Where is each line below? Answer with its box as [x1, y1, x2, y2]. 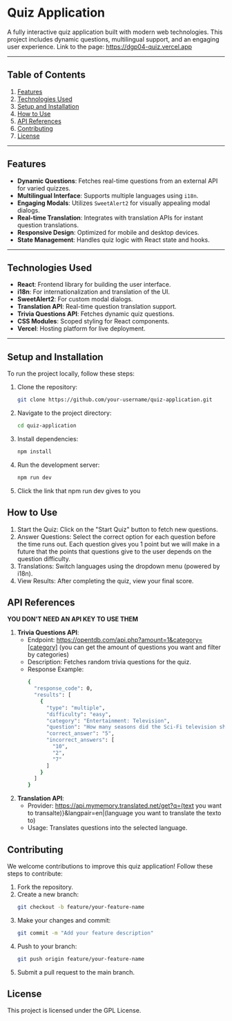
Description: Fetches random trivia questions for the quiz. [27, 658, 192, 666]
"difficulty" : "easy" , [46, 711, 112, 718]
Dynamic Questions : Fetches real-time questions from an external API [17, 177, 218, 185]
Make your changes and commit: [17, 916, 111, 924]
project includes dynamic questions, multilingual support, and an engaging [7, 35, 220, 43]
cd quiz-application [17, 423, 77, 429]
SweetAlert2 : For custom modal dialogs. [17, 295, 133, 303]
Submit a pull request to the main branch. [17, 968, 135, 976]
